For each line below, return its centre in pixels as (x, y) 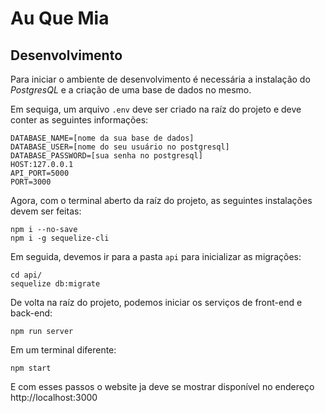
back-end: (31, 313)
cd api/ (26, 275)
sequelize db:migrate (55, 284)
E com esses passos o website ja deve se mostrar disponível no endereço (162, 386)
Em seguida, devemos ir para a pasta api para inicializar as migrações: (156, 256)
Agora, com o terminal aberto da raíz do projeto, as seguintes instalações (161, 200)
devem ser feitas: (46, 211)
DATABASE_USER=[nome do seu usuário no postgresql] (120, 147)
